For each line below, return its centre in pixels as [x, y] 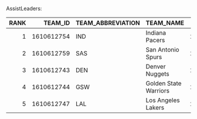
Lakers [155, 108]
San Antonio [163, 50]
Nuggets [158, 74]
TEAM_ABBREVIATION [108, 23]
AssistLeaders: [24, 8]
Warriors [158, 91]
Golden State [164, 83]
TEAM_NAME [165, 23]
